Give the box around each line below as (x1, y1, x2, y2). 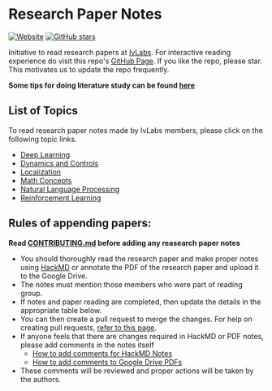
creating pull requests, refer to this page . (19, 322, 157, 333)
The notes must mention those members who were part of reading (19, 279, 243, 289)
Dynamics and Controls (19, 158, 99, 168)
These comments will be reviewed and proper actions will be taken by (19, 366, 254, 376)
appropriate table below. (19, 305, 102, 315)
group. (19, 288, 43, 298)
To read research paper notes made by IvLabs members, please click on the (8, 125, 264, 135)
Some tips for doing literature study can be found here (8, 80, 196, 90)
